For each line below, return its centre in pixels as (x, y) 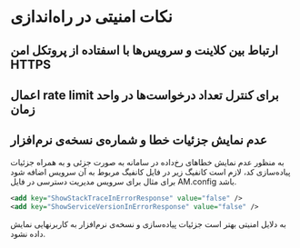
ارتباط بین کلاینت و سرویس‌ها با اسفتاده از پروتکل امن (145, 50)
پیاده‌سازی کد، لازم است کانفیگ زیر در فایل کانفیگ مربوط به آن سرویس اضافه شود (150, 172)
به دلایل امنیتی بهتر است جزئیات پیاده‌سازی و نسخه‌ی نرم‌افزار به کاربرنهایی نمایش (149, 223)
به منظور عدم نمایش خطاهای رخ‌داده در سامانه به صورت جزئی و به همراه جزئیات (147, 162)
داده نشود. (28, 233)
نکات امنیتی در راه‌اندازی (91, 17)
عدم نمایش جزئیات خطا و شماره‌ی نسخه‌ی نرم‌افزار (139, 140)
